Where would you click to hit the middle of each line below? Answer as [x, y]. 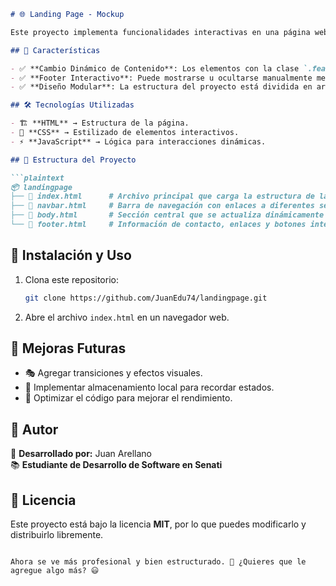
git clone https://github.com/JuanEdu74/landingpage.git [146, 298]
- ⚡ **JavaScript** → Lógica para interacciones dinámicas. [138, 141]
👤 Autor [34, 429]
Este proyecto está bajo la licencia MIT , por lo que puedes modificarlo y [158, 524]
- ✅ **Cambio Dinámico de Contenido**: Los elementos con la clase [155, 68]
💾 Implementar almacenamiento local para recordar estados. [149, 387]
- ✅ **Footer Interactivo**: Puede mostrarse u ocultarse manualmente [161, 78]
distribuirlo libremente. [57, 534]
